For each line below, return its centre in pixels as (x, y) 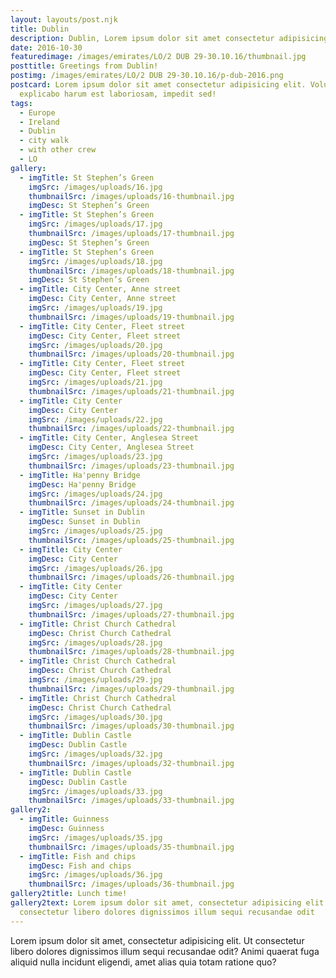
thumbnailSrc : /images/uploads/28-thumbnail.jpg (131, 652)
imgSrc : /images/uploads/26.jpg (95, 568)
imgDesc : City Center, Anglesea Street (111, 447)
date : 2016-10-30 (46, 47)
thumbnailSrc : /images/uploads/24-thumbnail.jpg (131, 503)
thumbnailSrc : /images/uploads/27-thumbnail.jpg (131, 614)
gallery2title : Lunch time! (69, 894)
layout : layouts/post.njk (64, 19)
